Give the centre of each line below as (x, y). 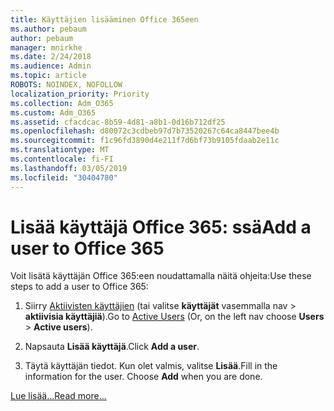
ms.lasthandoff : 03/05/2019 (69, 168)
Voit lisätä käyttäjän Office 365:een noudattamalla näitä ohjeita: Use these (161, 276)
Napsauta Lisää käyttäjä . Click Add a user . (112, 347)
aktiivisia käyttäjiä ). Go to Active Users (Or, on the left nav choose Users (174, 317)
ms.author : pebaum (48, 29)
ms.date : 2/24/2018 (51, 57)
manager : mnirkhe (46, 47)
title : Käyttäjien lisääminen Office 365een (104, 19)
